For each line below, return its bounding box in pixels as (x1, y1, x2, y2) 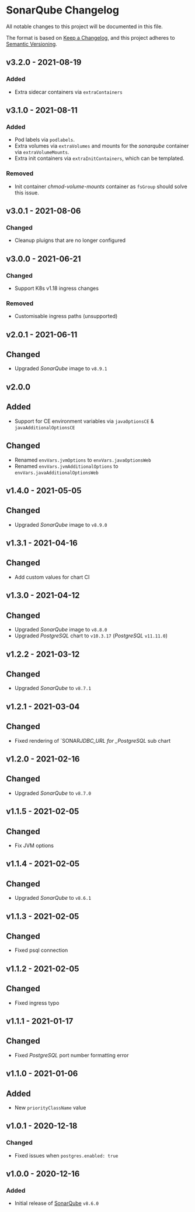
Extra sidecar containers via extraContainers (14, 88, 123, 95)
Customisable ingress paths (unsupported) (14, 313, 118, 320)
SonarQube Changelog (6, 4, 120, 17)
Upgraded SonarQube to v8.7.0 (14, 789, 92, 797)
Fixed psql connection (14, 947, 68, 954)
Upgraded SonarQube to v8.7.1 (14, 685, 92, 692)
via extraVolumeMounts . (14, 149, 69, 156)
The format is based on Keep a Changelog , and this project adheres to (6, 34, 175, 41)
